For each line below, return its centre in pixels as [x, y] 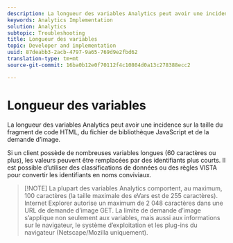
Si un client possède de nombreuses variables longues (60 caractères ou [112, 152]
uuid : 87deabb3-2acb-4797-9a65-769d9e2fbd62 [72, 53]
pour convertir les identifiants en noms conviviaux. [79, 174]
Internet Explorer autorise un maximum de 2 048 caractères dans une [123, 203]
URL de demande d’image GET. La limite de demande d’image [113, 210]
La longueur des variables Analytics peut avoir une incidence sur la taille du [115, 125]
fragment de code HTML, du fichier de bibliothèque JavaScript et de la [108, 132]
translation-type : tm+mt [43, 59]
